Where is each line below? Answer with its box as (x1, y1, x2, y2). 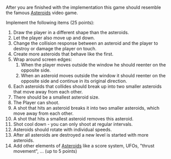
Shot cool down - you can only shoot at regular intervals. (13, 121, 133, 127)
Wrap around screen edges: (13, 56, 72, 62)
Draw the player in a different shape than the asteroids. (13, 29, 129, 35)
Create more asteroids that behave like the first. (13, 51, 114, 57)
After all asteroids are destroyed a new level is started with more (13, 132, 149, 138)
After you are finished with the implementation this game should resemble (6, 5, 161, 10)
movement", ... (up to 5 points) (13, 148, 78, 154)
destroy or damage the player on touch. (13, 46, 96, 51)
